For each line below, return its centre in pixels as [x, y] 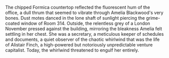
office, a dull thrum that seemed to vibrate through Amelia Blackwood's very [84, 13]
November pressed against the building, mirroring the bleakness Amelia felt [84, 29]
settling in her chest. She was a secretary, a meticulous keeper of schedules [84, 34]
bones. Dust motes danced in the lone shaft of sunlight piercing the [75, 18]
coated [13, 23]
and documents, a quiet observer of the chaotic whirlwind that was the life [82, 39]
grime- [153, 18]
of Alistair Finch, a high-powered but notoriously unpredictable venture [79, 45]
